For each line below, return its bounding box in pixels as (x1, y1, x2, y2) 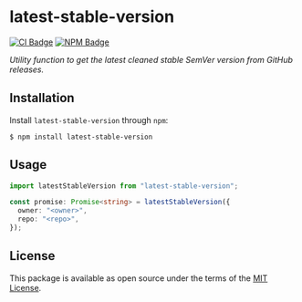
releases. (9, 64, 44, 75)
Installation (9, 90, 75, 106)
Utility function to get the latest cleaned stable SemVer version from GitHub (9, 54, 294, 65)
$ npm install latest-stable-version (9, 132, 153, 141)
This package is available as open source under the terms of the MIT (9, 272, 268, 284)
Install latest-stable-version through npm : (9, 114, 169, 125)
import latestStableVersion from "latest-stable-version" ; (9, 181, 239, 191)
